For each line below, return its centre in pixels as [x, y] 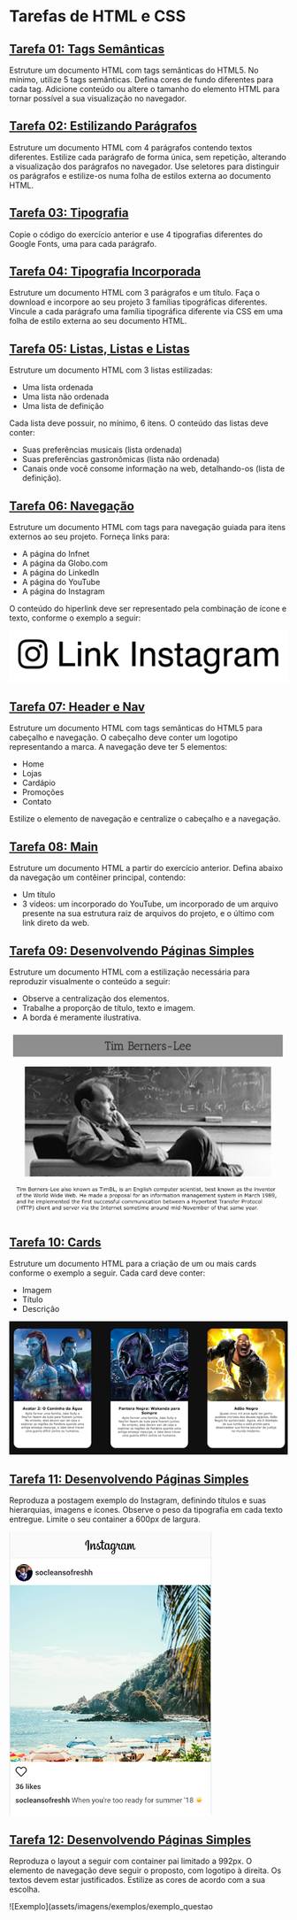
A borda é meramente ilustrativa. [81, 1018]
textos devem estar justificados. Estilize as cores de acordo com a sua [137, 1880]
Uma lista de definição [63, 406]
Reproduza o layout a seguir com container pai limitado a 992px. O [131, 1862]
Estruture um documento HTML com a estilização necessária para [129, 972]
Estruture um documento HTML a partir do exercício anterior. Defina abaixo [146, 868]
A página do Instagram [63, 591]
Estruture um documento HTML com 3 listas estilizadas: [111, 370]
